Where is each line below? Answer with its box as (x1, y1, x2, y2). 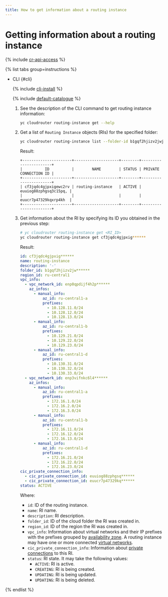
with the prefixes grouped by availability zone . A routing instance (27, 534, 162, 540)
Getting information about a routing (5, 29, 156, 40)
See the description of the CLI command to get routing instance (20, 105, 152, 111)
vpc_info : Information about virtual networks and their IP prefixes (27, 529, 162, 535)
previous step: (20, 220, 50, 227)
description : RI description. (27, 512, 85, 518)
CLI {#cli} (12, 76, 33, 82)
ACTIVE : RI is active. (35, 561, 75, 567)
